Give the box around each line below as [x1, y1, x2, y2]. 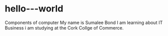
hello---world [5, 3, 64, 14]
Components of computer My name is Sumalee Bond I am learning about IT [5, 19, 163, 25]
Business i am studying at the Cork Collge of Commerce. [5, 24, 124, 30]
